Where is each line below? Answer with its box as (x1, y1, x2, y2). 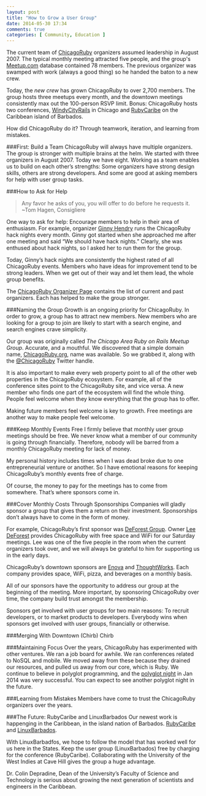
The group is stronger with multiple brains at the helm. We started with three (6, 150, 199, 157)
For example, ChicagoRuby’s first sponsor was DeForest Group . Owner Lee (6, 526, 196, 533)
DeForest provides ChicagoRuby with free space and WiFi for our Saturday (6, 532, 195, 540)
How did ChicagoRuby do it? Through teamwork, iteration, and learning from (6, 125, 199, 132)
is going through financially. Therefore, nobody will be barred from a (6, 439, 179, 446)
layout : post (6, 9, 40, 15)
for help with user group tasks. (6, 176, 84, 183)
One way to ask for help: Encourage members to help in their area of (6, 218, 180, 226)
